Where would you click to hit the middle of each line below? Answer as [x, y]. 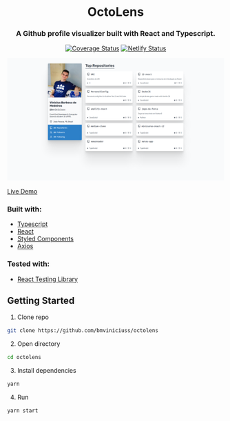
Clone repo [33, 317]
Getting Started [41, 300]
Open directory [39, 344]
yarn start [23, 411]
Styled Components [45, 239]
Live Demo [22, 191]
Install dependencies [47, 371]
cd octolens [24, 358]
